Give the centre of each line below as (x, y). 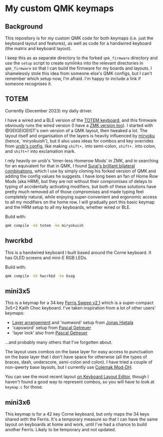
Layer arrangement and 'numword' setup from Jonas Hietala (73, 323)
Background (24, 27)
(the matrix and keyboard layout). (38, 48)
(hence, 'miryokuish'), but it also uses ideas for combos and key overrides (79, 141)
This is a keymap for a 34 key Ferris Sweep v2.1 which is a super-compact (79, 303)
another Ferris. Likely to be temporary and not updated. (61, 429)
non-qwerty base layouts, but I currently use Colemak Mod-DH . (69, 367)
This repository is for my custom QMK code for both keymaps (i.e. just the (79, 38)
